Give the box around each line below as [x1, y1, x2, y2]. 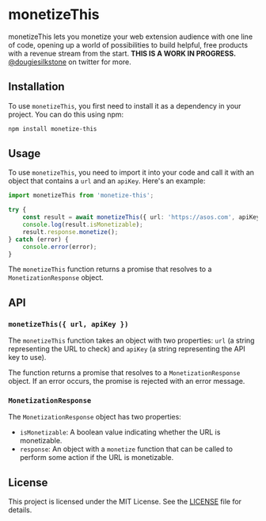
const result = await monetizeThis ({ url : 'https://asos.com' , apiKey [22, 213, 260, 221]
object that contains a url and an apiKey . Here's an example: [8, 176, 206, 186]
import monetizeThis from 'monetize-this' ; [8, 192, 154, 200]
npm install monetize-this [8, 125, 97, 132]
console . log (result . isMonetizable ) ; [22, 220, 144, 229]
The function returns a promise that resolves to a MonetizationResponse [8, 368, 241, 377]
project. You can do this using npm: [8, 109, 124, 119]
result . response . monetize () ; [22, 228, 119, 236]
